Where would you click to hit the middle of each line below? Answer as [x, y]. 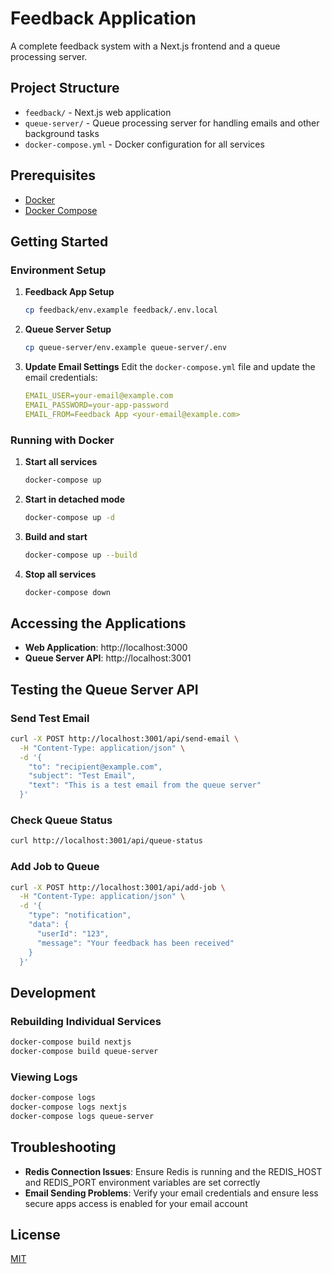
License [35, 1234]
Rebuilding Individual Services [86, 1021]
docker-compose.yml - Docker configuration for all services [144, 144]
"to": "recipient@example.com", [95, 767]
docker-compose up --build [81, 555]
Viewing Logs [44, 1077]
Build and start [56, 536]
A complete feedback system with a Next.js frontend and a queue [145, 46]
